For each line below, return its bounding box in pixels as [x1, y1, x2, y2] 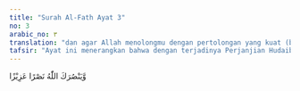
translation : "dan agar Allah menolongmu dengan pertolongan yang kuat [9, 37, 281, 47]
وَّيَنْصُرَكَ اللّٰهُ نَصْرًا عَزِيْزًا [9, 70, 87, 81]
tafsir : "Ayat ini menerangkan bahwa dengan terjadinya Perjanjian [9, 46, 266, 55]
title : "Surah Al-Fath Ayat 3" [9, 12, 126, 22]
